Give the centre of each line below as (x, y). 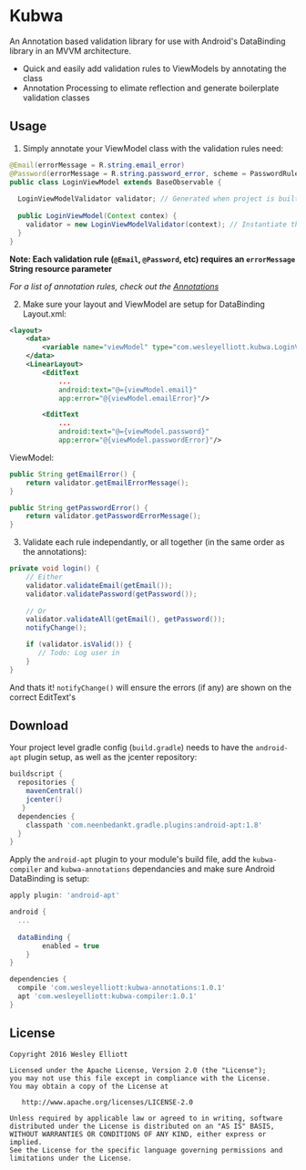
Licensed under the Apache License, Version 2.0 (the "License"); (138, 1070)
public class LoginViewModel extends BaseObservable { (116, 182)
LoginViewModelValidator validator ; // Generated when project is (146, 199)
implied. (26, 1142)
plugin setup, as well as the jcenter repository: (111, 757)
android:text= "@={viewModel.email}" (127, 390)
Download (39, 726)
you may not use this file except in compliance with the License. (140, 1078)
